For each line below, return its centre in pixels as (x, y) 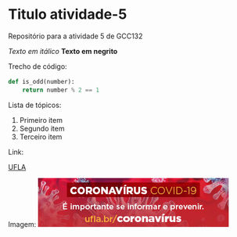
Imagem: (22, 224)
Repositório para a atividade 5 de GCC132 (75, 36)
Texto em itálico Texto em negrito (63, 51)
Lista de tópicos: (35, 105)
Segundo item (42, 128)
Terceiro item (41, 136)
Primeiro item (41, 120)
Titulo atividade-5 (68, 14)
